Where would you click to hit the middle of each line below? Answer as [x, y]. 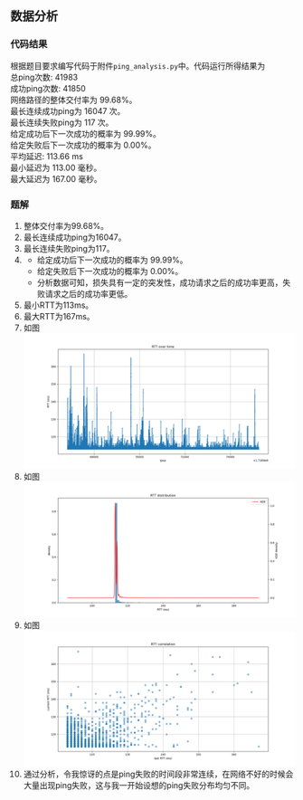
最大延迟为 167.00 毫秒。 [56, 178]
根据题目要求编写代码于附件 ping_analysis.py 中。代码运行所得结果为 [138, 65]
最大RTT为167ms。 [59, 316]
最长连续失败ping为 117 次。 [62, 122]
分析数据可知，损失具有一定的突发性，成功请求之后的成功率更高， [160, 282]
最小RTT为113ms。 [58, 305]
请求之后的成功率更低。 [89, 293]
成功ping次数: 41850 [48, 88]
